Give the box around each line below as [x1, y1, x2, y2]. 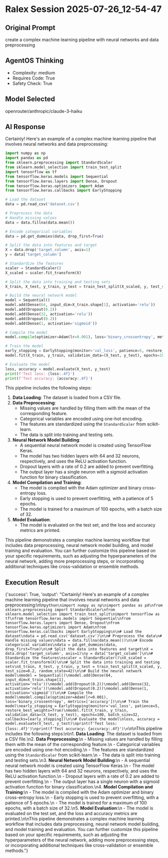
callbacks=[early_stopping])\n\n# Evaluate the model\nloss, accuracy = [5, 716, 160, 722]
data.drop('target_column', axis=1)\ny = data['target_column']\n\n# [5, 651, 153, 656]
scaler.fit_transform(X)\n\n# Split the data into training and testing [5, 660, 160, 665]
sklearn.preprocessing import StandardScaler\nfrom [5, 607, 115, 612]
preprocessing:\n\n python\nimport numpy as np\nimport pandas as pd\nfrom [5, 602, 163, 608]
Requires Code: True [12, 75, 55, 81]
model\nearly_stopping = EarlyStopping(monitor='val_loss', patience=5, [5, 703, 160, 708]
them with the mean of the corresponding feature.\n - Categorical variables [5, 741, 160, 747]
